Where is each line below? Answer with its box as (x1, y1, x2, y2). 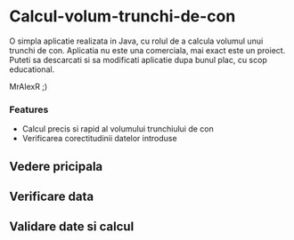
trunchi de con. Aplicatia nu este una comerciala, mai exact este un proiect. (9, 44, 286, 55)
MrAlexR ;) (9, 81, 48, 92)
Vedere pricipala (9, 158, 103, 174)
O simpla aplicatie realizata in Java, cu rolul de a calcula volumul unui (9, 36, 264, 46)
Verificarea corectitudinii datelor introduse (21, 133, 177, 144)
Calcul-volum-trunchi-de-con (9, 6, 236, 27)
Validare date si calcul (9, 220, 135, 235)
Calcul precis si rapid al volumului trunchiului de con (21, 124, 214, 134)
